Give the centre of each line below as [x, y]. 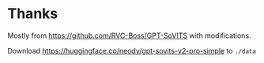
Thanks [33, 14]
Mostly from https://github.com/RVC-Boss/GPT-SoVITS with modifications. [129, 35]
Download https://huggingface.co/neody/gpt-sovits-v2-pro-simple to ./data [132, 50]
